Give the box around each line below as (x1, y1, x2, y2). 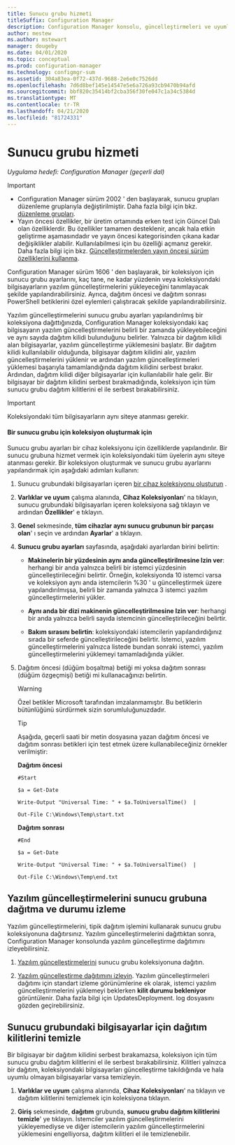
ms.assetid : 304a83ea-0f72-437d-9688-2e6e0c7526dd (7, 75, 158, 82)
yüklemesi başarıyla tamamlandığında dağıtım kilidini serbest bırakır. (7, 363, 204, 371)
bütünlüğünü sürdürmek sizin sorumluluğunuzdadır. (17, 705, 166, 714)
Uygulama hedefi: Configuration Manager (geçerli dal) (7, 167, 165, 175)
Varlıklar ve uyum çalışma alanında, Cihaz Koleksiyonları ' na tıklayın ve (17, 1086, 225, 1095)
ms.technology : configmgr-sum (7, 69, 96, 75)
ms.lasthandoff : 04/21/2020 (7, 108, 90, 115)
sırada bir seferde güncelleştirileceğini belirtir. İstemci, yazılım (27, 635, 206, 643)
